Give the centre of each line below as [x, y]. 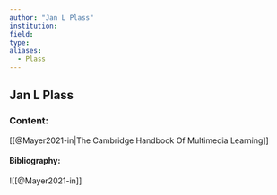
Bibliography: [35, 161]
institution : [34, 26]
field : [22, 34]
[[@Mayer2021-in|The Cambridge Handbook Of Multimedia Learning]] [139, 140]
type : [19, 42]
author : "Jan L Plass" [52, 17]
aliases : [26, 51]
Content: [29, 121]
